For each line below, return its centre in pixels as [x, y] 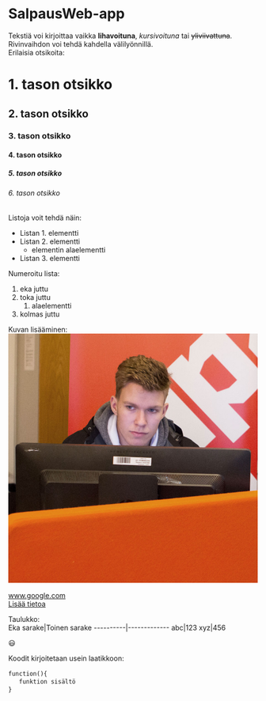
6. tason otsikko [34, 193]
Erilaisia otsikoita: [36, 52]
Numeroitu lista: [34, 273]
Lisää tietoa [27, 604]
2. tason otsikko [48, 114]
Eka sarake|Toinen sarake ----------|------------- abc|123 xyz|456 [117, 627]
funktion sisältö [47, 681]
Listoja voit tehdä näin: [45, 218]
